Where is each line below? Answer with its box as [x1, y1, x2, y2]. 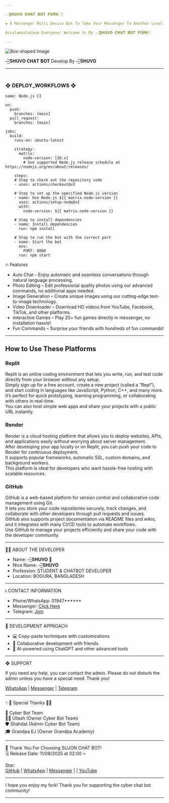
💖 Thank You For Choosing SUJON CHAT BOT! [5, 744, 102, 750]
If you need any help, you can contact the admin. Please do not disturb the [5, 670, 160, 676]
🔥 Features [5, 261, 28, 268]
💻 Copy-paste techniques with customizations [12, 633, 110, 639]
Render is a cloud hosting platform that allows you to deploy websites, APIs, [5, 433, 162, 439]
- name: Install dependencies [14, 222, 78, 227]
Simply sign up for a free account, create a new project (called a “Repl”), [5, 382, 155, 388]
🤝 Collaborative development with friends [12, 640, 99, 646]
